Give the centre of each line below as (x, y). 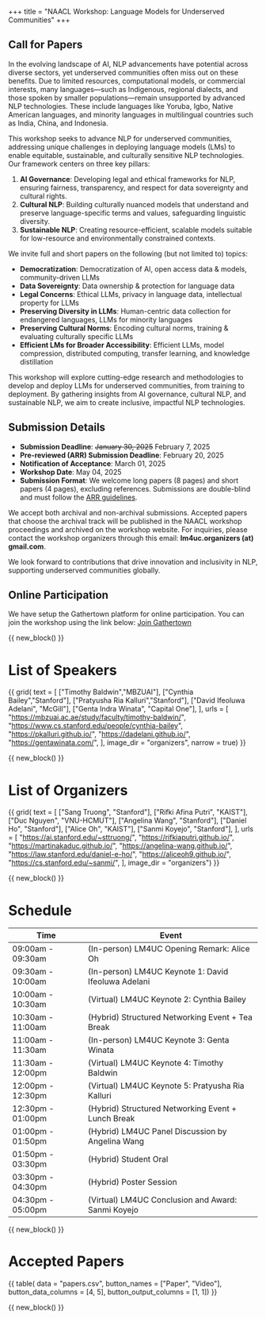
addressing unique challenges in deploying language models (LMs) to (122, 147)
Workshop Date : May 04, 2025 (70, 472)
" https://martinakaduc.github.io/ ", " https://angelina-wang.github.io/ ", (120, 846)
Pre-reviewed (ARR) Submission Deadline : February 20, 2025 (122, 455)
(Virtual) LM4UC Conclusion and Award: (163, 1200)
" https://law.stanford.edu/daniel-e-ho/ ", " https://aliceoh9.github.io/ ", (120, 854)
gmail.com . (27, 546)
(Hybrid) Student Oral (128, 1159)
